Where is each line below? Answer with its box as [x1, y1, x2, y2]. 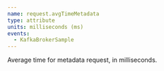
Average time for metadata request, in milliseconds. [7, 56, 158, 64]
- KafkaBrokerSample [13, 37, 74, 44]
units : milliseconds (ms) [7, 23, 83, 30]
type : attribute [7, 17, 55, 24]
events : [7, 30, 30, 37]
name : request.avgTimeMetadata [7, 10, 100, 18]
